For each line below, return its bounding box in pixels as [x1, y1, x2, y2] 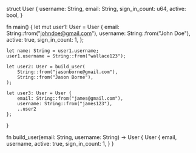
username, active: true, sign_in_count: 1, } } [6, 140, 114, 147]
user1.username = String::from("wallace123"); [6, 53, 126, 59]
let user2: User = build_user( [6, 63, 86, 70]
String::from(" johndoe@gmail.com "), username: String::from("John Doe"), [6, 30, 191, 37]
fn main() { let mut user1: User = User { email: [6, 24, 120, 30]
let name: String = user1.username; [6, 48, 99, 54]
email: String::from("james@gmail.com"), [17, 96, 123, 102]
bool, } [6, 11, 23, 19]
